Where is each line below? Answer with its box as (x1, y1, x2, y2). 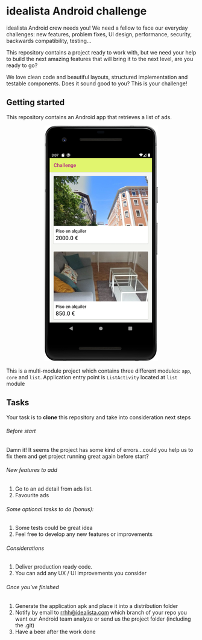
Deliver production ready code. (14, 563, 93, 570)
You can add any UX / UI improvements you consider (14, 570, 147, 577)
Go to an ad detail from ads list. (14, 485, 93, 492)
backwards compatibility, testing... (6, 37, 92, 44)
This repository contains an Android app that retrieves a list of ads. (6, 113, 172, 120)
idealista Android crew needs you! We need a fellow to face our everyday (6, 24, 188, 31)
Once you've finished (6, 583, 59, 590)
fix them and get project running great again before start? (6, 452, 150, 460)
